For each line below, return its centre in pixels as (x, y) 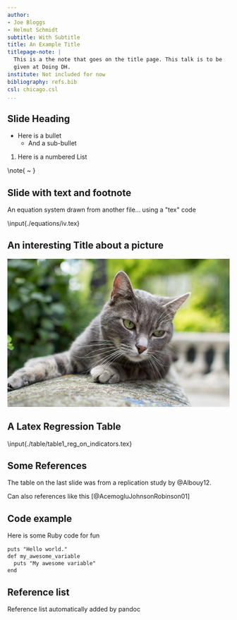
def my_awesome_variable (44, 557)
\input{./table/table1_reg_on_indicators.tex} (70, 444)
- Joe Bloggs (26, 22)
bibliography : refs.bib (42, 82)
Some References (47, 466)
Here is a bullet (39, 136)
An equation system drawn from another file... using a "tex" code (102, 209)
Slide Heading (39, 119)
